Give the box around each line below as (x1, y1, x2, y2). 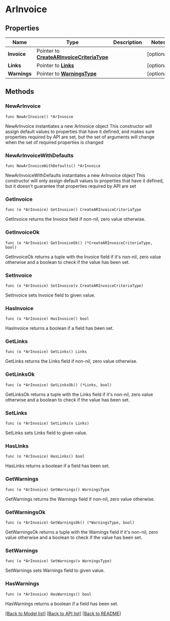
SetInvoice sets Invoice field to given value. (5, 292, 96, 298)
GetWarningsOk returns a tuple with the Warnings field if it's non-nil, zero (5, 529, 158, 535)
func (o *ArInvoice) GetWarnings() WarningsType (5, 487, 110, 492)
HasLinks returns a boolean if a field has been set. (5, 463, 110, 469)
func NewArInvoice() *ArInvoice (5, 114, 73, 119)
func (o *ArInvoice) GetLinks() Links (5, 349, 87, 355)
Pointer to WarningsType (36, 70, 97, 77)
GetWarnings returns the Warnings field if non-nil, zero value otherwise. (5, 496, 155, 502)
